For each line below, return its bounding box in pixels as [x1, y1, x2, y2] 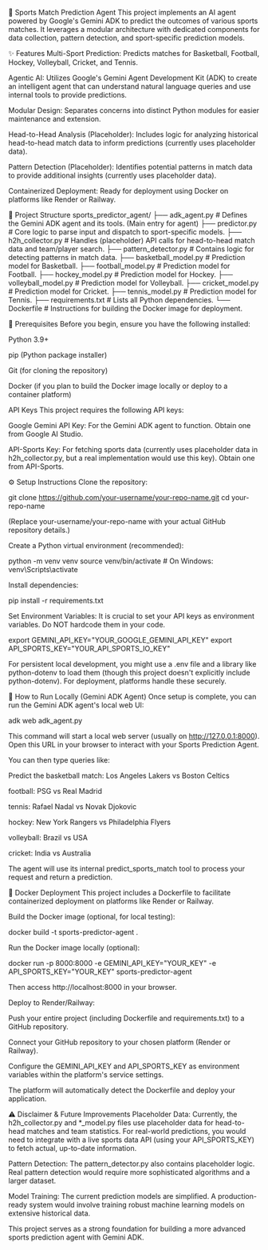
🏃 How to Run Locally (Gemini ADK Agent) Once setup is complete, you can [8, 692, 257, 701]
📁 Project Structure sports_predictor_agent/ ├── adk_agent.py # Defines [8, 210, 248, 219]
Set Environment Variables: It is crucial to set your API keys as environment [8, 611, 255, 620]
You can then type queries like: [8, 755, 110, 764]
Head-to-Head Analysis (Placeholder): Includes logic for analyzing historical [8, 130, 258, 139]
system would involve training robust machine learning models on [29, 1200, 245, 1209]
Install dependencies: [8, 580, 79, 590]
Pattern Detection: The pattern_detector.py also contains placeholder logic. [8, 1159, 255, 1168]
